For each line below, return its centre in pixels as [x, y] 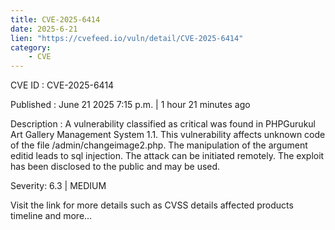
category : [31, 47]
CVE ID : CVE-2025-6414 [62, 85]
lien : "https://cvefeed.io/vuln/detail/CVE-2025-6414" [127, 38]
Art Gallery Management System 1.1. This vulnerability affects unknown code [168, 135]
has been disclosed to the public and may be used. [115, 167]
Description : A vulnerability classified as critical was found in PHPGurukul [163, 124]
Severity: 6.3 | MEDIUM [58, 186]
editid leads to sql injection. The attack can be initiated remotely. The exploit [167, 156]
